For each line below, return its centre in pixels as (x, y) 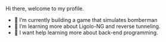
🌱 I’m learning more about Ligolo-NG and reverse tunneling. (87, 26)
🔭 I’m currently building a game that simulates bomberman (86, 20)
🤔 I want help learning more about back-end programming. (86, 33)
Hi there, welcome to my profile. (45, 9)
